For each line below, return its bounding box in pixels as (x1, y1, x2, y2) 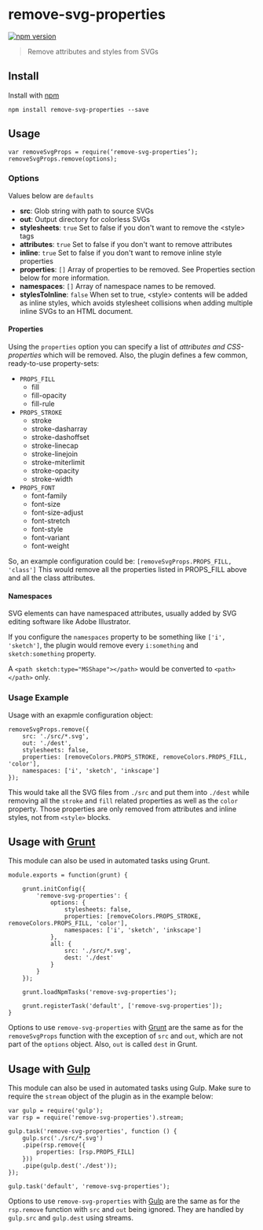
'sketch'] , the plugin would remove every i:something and (8, 641, 199, 650)
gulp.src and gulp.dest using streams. (8, 1213, 133, 1223)
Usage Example (8, 693, 69, 704)
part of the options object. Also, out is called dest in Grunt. (8, 1040, 198, 1049)
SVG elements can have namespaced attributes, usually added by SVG (8, 608, 237, 619)
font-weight (31, 541, 69, 551)
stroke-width (31, 475, 73, 484)
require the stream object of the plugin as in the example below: (8, 1091, 214, 1101)
